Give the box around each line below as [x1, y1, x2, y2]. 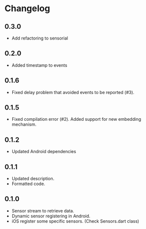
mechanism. [11, 121, 37, 127]
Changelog [4, 3, 50, 14]
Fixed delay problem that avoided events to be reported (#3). [11, 89, 135, 95]
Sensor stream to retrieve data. [11, 208, 74, 213]
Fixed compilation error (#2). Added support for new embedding [11, 116, 141, 122]
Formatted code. [11, 181, 45, 187]
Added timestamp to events [11, 62, 67, 68]
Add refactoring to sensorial [11, 35, 68, 41]
